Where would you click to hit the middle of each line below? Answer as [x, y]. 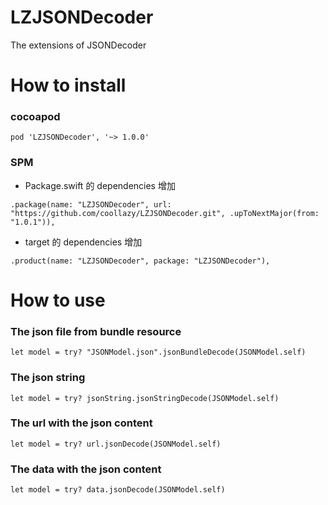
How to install [68, 85]
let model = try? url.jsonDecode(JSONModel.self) [116, 444]
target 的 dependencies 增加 [83, 242]
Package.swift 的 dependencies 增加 [100, 185]
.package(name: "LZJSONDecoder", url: [91, 204]
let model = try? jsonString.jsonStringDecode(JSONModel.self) [145, 398]
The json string [48, 378]
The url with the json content [81, 423]
